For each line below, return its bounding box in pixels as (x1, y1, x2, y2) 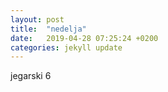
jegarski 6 (10, 70, 52, 82)
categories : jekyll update (10, 42, 123, 53)
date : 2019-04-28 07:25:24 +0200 (10, 33, 159, 43)
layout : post (10, 14, 65, 25)
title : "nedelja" (10, 24, 87, 34)
